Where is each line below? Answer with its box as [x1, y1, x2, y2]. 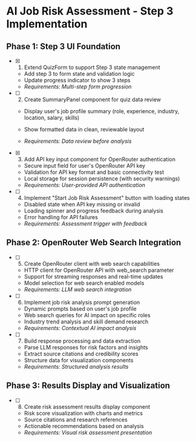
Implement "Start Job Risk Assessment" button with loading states [24, 194, 190, 201]
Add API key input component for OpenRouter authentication [24, 156, 175, 163]
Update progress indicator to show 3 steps [24, 77, 131, 84]
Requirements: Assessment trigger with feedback [24, 220, 148, 227]
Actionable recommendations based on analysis [24, 422, 144, 429]
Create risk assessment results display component [24, 403, 151, 410]
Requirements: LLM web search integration [24, 286, 132, 293]
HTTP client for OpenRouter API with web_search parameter [24, 266, 174, 274]
